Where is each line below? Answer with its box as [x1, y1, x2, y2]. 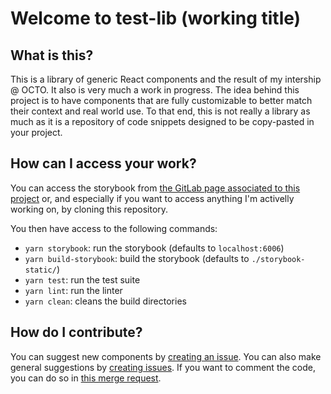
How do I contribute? [10, 324, 143, 341]
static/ [24, 265, 57, 275]
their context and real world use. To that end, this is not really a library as [10, 105, 311, 117]
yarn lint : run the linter [24, 284, 123, 296]
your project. [10, 127, 63, 138]
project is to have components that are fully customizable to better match [10, 95, 313, 106]
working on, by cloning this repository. [10, 203, 169, 215]
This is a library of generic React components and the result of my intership [10, 73, 322, 85]
